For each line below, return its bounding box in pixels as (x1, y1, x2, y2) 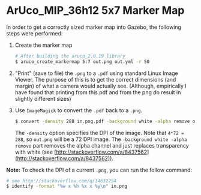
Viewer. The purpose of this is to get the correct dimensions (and (14, 76, 176, 83)
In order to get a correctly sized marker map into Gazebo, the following (6, 23, 182, 31)
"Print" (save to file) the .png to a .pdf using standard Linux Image (14, 70, 178, 77)
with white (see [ (14, 148, 56, 155)
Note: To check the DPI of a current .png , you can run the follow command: (6, 166, 193, 173)
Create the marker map (14, 41, 73, 49)
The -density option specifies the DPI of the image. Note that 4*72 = (14, 129, 184, 136)
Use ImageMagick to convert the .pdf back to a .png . (14, 106, 143, 114)
